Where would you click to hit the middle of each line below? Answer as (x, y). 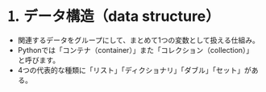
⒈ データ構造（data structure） (113, 16)
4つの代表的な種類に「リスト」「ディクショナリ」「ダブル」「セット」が (134, 70)
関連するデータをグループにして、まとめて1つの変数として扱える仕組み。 (138, 40)
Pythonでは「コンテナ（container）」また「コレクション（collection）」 (135, 50)
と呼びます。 (39, 60)
